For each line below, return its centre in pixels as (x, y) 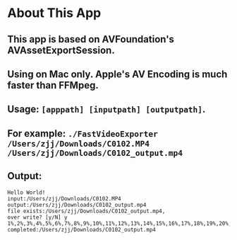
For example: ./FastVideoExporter (83, 133)
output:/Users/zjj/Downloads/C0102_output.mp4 (77, 205)
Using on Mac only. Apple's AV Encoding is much (117, 74)
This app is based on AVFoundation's (91, 39)
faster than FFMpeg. (53, 85)
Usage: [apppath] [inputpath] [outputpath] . (107, 109)
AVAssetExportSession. (61, 50)
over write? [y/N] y (38, 217)
